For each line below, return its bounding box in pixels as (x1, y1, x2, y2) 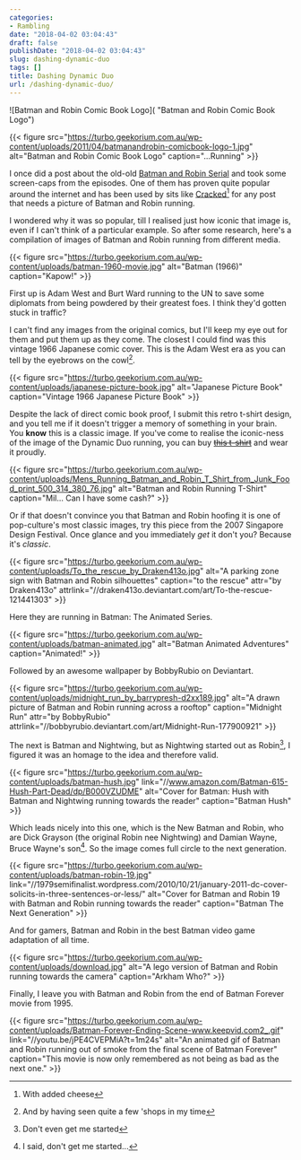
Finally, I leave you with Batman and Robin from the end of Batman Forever (9, 989, 285, 999)
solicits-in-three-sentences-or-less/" (9, 889, 146, 900)
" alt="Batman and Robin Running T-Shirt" (112, 483, 267, 493)
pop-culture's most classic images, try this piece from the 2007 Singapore (9, 519, 284, 530)
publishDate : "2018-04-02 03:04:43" (9, 47, 146, 56)
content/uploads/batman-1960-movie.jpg (9, 261, 162, 272)
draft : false (9, 38, 58, 48)
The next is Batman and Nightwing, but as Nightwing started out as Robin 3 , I (9, 737, 291, 750)
